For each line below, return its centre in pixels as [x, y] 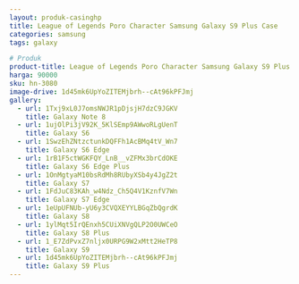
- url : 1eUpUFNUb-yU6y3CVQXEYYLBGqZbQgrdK [98, 208]
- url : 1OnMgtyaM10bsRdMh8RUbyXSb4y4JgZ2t [98, 175]
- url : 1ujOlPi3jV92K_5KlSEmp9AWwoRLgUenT [98, 125]
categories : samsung [48, 34]
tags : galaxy [34, 42]
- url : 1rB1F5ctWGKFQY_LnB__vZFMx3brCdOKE [98, 158]
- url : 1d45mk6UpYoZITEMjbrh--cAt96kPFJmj [98, 258]
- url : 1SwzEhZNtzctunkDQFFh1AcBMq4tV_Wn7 [98, 142]
